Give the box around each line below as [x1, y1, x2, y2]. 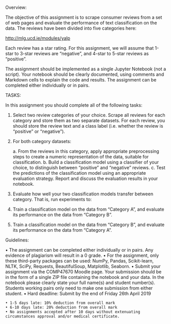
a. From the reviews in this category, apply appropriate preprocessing [12, 148, 159, 154]
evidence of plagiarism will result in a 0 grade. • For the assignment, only [5, 252, 159, 258]
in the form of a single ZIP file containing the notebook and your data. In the [5, 274, 164, 280]
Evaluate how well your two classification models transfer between [12, 191, 154, 197]
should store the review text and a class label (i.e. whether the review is [12, 123, 163, 129]
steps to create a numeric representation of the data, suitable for [12, 154, 149, 159]
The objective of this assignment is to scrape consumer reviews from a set [5, 14, 162, 20]
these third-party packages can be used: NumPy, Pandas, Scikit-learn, [5, 258, 154, 264]
